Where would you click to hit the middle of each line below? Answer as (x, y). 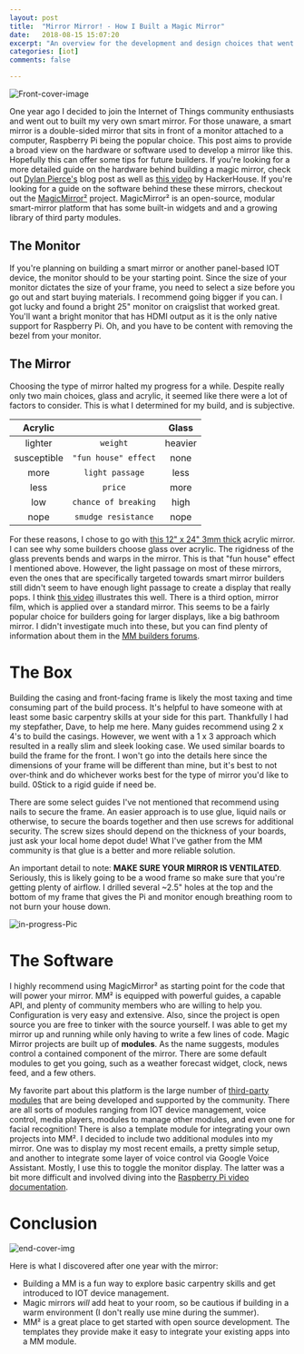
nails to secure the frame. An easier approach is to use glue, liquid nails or (148, 811)
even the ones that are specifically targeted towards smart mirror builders (147, 578)
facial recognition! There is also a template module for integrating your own (150, 1129)
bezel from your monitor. (55, 335)
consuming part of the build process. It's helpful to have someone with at (146, 707)
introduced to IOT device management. (96, 1293)
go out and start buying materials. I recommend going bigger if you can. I (146, 297)
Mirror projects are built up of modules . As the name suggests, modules (144, 1043)
